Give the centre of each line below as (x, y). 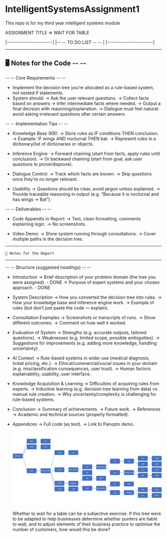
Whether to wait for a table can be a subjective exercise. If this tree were (87, 514)
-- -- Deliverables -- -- (28, 209)
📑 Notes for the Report (30, 253)
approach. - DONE (31, 287)
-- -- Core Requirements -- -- (35, 78)
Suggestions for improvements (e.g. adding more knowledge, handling (84, 343)
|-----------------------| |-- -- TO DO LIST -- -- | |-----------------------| (80, 42)
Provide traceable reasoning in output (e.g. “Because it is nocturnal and (85, 194)
